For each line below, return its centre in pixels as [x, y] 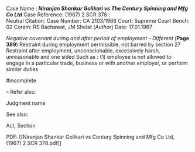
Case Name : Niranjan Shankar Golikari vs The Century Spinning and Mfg [97, 8]
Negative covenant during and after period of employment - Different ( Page [97, 38]
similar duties [22, 69]
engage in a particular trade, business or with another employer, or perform [97, 63]
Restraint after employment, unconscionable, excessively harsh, [83, 51]
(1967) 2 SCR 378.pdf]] [34, 143]
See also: [17, 114]
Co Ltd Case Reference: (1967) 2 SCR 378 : [58, 15]
